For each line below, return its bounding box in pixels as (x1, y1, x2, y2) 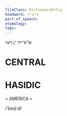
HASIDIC (5, 79, 41, 91)
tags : (5, 26, 16, 31)
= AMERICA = (5, 96, 33, 102)
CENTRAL (5, 57, 46, 68)
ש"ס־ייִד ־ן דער (5, 39, 32, 45)
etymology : (5, 21, 27, 26)
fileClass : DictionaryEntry (5, 7, 63, 12)
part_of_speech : (5, 16, 38, 21)
